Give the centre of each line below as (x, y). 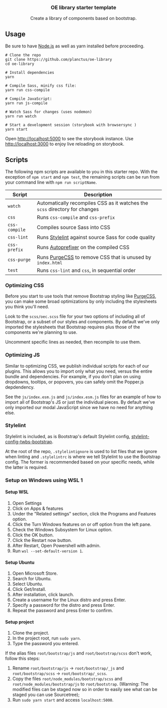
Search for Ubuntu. (32, 579)
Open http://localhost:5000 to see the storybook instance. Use (69, 139)
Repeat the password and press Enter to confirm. (63, 611)
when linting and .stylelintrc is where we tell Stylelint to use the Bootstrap (83, 457)
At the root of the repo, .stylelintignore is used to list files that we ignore (81, 451)
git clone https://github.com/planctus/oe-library (59, 60)
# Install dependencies (30, 73)
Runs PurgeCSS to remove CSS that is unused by (94, 257)
